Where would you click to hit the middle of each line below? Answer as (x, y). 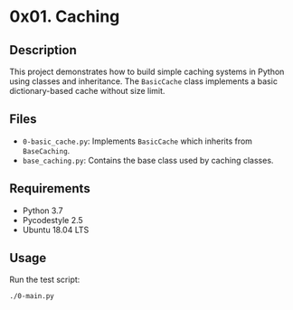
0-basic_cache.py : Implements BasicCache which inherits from (137, 141)
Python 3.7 (43, 211)
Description (43, 50)
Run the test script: (45, 280)
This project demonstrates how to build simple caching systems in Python (147, 71)
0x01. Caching (65, 17)
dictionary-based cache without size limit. (87, 91)
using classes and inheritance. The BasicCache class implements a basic (144, 81)
